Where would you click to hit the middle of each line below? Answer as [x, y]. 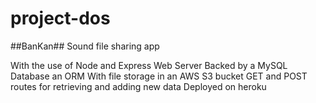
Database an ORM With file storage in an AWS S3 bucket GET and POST [159, 76]
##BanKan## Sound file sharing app [85, 46]
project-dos [60, 18]
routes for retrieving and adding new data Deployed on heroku [138, 86]
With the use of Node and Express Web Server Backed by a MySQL [149, 65]
